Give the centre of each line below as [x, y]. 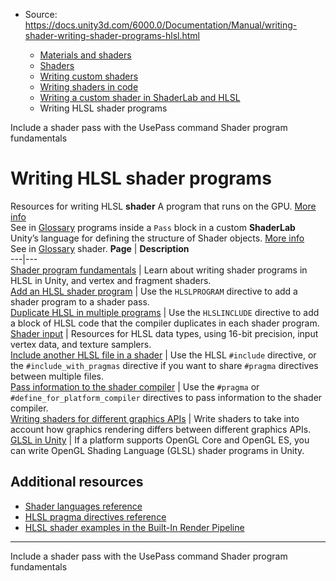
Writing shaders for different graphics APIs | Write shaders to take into [155, 418]
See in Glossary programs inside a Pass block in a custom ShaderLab [153, 227]
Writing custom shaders [89, 76]
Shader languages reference [83, 506]
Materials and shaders [85, 55]
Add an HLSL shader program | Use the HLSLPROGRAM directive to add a [154, 291]
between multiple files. [57, 376]
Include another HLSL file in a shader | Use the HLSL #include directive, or [163, 355]
